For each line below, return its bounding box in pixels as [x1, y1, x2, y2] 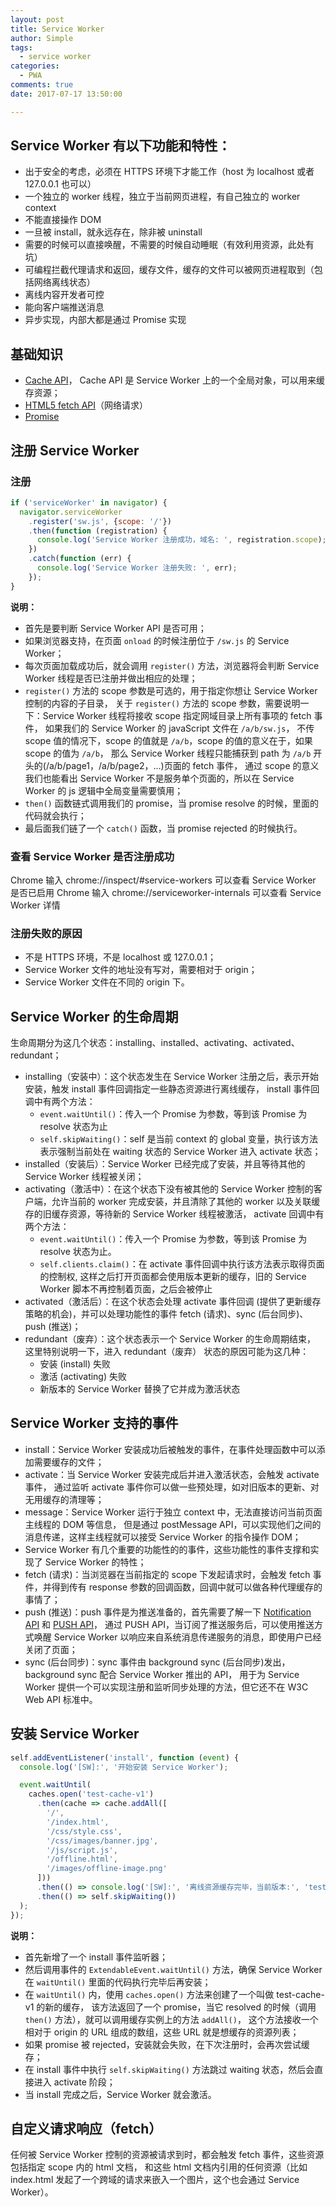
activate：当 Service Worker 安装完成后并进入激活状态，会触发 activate [24, 1468, 320, 1480]
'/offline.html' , [46, 1854, 118, 1865]
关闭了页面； [24, 1643, 78, 1655]
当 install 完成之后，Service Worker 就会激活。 [24, 2088, 217, 2100]
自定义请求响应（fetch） [10, 2120, 163, 2137]
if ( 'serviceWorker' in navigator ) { [10, 497, 168, 508]
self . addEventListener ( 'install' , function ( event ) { [10, 1752, 240, 1763]
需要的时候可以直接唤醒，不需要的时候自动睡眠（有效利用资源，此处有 [24, 239, 315, 251]
